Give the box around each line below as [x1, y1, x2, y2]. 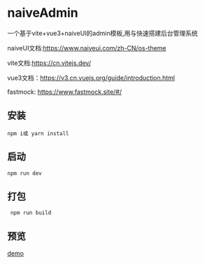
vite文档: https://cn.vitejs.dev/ [7, 58, 91, 67]
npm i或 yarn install [7, 130, 69, 137]
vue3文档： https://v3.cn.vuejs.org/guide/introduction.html [7, 74, 175, 82]
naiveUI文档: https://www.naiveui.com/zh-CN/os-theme [7, 43, 167, 52]
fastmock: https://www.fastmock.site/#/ [7, 88, 122, 96]
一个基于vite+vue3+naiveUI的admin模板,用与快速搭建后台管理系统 [7, 29, 198, 37]
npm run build [10, 209, 52, 216]
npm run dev [7, 169, 42, 176]
